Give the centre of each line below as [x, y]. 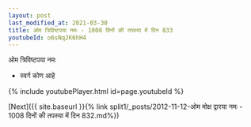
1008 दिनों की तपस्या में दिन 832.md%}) [64, 116]
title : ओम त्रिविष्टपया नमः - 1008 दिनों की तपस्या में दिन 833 [91, 30]
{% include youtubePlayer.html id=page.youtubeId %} [96, 92]
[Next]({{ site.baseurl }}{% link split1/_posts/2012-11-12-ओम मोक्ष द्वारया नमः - [125, 106]
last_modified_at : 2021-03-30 [58, 23]
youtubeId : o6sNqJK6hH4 [48, 37]
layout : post [30, 15]
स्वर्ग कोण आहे [37, 76]
